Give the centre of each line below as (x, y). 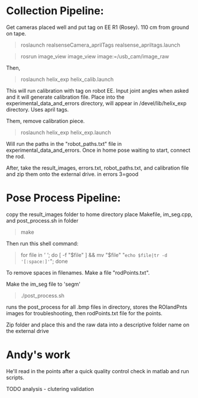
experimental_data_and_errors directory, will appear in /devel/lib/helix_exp (96, 103)
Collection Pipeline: (55, 11)
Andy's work (38, 355)
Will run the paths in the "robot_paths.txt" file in (64, 143)
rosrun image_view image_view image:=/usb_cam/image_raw (95, 56)
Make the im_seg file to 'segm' (43, 284)
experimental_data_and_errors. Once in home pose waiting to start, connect (98, 150)
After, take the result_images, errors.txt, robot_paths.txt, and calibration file (98, 168)
